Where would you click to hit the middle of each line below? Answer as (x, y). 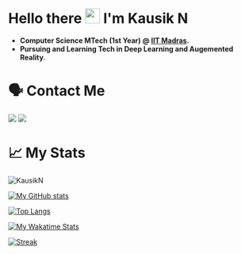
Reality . (33, 57)
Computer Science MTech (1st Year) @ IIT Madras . (104, 40)
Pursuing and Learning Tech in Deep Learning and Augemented (126, 48)
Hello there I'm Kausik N (98, 19)
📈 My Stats (47, 153)
